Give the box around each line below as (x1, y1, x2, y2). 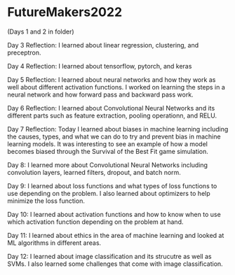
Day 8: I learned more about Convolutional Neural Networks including (7, 160, 208, 169)
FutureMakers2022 (7, 4, 123, 20)
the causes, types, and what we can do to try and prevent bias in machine (7, 132, 221, 141)
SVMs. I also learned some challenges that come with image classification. (7, 260, 223, 268)
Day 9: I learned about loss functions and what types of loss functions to (7, 181, 217, 190)
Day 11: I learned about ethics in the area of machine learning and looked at (7, 231, 224, 239)
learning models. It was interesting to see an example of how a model (7, 139, 208, 148)
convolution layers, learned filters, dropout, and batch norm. (7, 168, 181, 176)
